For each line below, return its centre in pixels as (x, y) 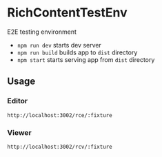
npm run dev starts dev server (59, 45)
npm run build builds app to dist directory (77, 52)
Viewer (20, 132)
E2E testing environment (42, 32)
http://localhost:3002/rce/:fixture (60, 115)
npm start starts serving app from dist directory (86, 59)
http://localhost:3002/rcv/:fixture (60, 147)
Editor (18, 101)
